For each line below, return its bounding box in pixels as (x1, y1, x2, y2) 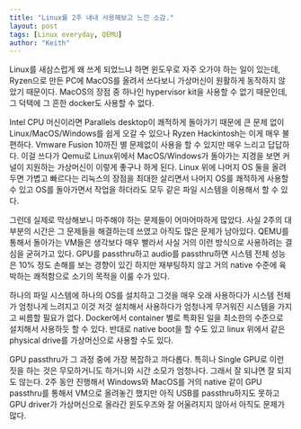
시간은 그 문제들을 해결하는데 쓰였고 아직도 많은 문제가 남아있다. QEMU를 (32, 226, 289, 237)
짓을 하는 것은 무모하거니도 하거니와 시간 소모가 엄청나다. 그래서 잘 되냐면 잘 (9, 365, 276, 376)
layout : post (9, 22, 58, 31)
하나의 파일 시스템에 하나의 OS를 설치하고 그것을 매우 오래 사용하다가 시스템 (9, 290, 275, 301)
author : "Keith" (9, 38, 70, 48)
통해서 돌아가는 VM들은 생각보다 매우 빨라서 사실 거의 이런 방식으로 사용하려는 (9, 237, 283, 248)
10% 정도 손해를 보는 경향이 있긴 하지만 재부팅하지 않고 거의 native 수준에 (18, 260, 278, 271)
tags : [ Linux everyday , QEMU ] (9, 30, 123, 39)
